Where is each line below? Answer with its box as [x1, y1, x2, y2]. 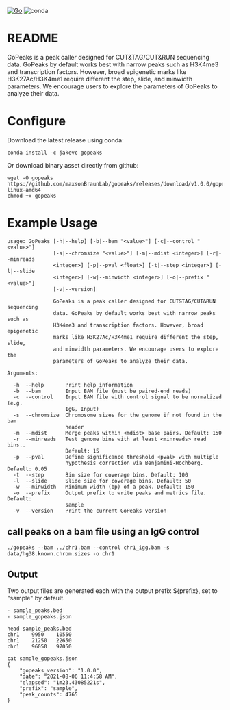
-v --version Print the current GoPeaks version [13, 507, 167, 514]
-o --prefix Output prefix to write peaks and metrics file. [13, 490, 207, 496]
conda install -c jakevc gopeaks [7, 149, 103, 156]
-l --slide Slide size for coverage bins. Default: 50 [13, 477, 192, 484]
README [7, 31, 59, 46]
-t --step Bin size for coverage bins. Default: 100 [13, 471, 188, 479]
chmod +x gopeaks [7, 192, 57, 199]
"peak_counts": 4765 [19, 692, 78, 698]
